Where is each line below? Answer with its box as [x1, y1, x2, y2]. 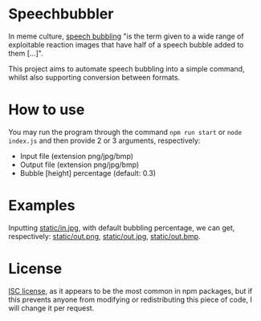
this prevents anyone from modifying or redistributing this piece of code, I [8, 295, 253, 304]
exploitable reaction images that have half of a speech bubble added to [8, 39, 244, 49]
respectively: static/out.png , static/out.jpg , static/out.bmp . [8, 231, 201, 241]
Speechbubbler [8, 5, 114, 23]
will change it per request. [8, 303, 95, 313]
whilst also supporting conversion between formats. [8, 72, 181, 82]
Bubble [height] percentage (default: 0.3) [19, 168, 157, 177]
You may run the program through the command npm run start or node [8, 127, 243, 136]
